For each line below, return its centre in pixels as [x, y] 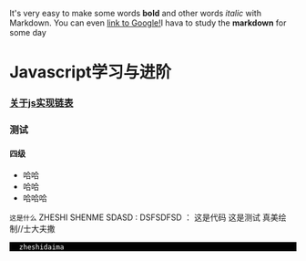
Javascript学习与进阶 [91, 73]
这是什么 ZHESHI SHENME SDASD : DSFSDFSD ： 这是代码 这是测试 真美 [144, 217]
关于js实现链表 [41, 103]
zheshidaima [41, 247]
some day [28, 32]
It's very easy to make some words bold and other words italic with [136, 13]
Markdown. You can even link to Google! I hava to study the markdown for [148, 23]
